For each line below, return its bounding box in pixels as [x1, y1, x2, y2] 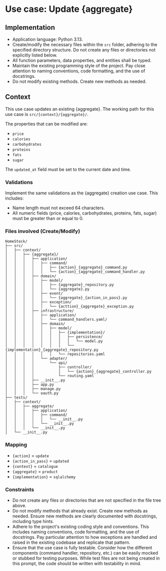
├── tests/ [5, 395, 28, 400]
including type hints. [12, 518, 55, 524]
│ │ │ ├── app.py [5, 382, 55, 387]
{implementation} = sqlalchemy [12, 473, 76, 479]
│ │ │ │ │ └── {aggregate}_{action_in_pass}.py [5, 295, 127, 300]
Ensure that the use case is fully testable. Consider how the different [12, 545, 153, 551]
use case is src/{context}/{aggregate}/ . [5, 111, 89, 117]
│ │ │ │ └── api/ [5, 360, 68, 365]
